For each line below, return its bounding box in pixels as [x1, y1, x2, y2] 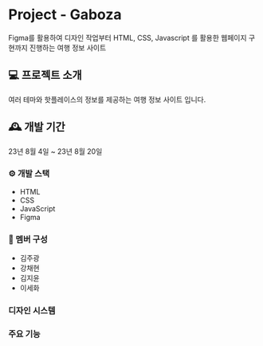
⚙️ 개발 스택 [8, 168, 50, 179]
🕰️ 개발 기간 [8, 120, 65, 134]
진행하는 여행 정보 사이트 [29, 42, 107, 53]
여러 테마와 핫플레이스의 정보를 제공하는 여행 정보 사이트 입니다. [8, 94, 206, 104]
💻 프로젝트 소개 [8, 69, 82, 82]
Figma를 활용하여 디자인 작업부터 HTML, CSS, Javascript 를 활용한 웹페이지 [8, 33, 247, 42]
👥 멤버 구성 [8, 234, 48, 245]
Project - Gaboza [8, 6, 122, 24]
